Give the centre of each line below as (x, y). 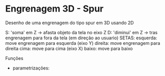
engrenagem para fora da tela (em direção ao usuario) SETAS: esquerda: (81, 38)
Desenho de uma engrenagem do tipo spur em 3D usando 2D (70, 23)
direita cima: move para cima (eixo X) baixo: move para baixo (69, 48)
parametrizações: (31, 68)
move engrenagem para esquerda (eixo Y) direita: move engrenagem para (83, 43)
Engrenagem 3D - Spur (55, 9)
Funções (14, 58)
